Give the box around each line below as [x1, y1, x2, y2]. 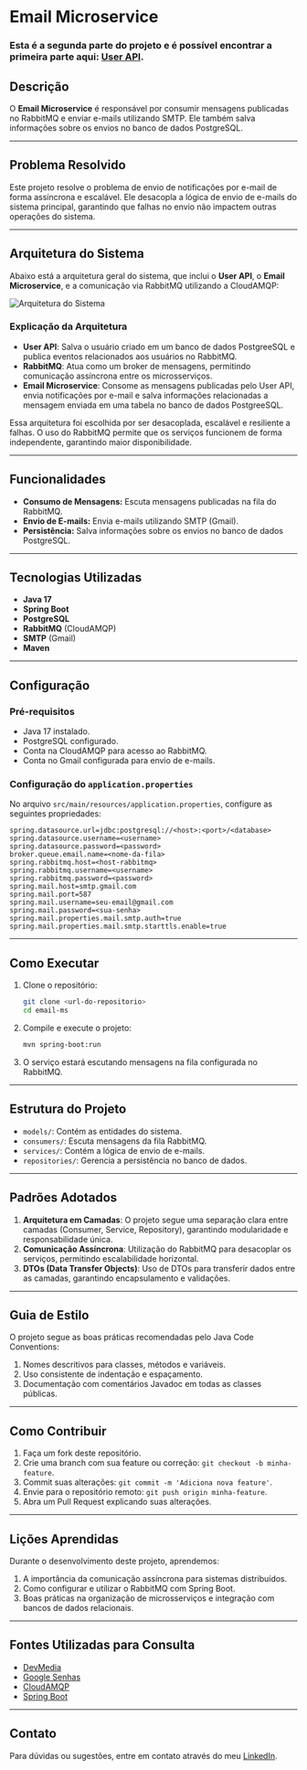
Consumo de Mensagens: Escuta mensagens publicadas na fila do [22, 496, 277, 506]
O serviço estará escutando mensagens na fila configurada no [22, 1056, 259, 1067]
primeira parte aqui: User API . [9, 50, 144, 63]
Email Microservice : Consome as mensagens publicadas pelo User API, [22, 379, 295, 390]
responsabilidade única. [22, 1233, 113, 1244]
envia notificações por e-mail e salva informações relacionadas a [22, 389, 269, 400]
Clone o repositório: [22, 980, 98, 991]
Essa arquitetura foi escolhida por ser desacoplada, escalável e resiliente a [9, 417, 291, 428]
